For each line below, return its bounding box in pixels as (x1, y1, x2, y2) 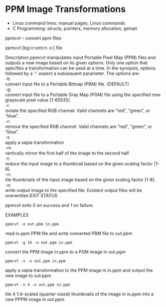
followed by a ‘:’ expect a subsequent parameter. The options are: (5, 70, 140, 76)
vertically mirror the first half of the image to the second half (5, 150, 129, 156)
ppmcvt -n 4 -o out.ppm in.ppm (5, 282, 70, 287)
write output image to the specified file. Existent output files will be (5, 187, 142, 193)
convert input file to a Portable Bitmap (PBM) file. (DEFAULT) (5, 81, 130, 87)
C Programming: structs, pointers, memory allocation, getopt (12, 25, 137, 31)
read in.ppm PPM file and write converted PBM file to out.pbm (5, 230, 133, 236)
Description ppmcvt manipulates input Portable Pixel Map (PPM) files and (5, 54, 156, 60)
